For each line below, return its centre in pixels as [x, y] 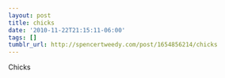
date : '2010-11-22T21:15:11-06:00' [67, 30]
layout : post [30, 15]
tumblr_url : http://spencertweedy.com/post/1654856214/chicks [113, 45]
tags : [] [23, 37]
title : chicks [32, 23]
